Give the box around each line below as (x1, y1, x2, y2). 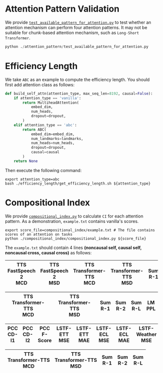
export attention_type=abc (5, 177, 60, 182)
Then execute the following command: (5, 167, 82, 173)
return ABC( (22, 127, 47, 132)
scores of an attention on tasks (5, 232, 73, 237)
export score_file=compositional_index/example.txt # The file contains (5, 228, 155, 233)
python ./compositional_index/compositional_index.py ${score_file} (5, 236, 147, 241)
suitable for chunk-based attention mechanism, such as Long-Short (5, 30, 139, 35)
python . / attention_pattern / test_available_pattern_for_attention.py (5, 44, 149, 49)
